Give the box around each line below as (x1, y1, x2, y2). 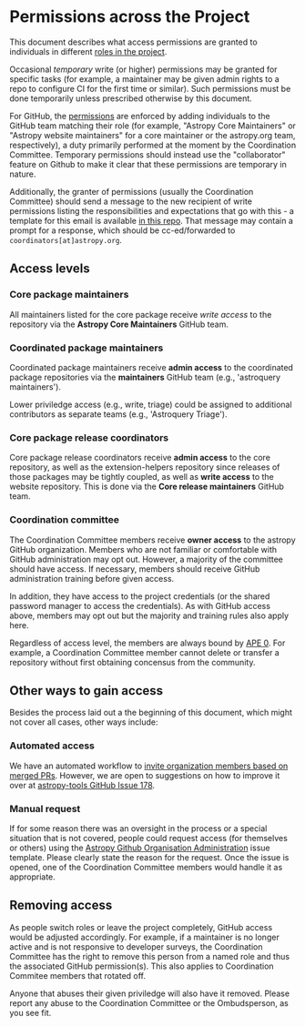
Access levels (9, 261, 90, 277)
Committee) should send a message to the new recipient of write (9, 196, 253, 207)
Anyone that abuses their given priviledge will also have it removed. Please (9, 988, 290, 999)
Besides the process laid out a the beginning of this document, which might (9, 707, 293, 718)
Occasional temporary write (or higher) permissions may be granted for (9, 64, 278, 75)
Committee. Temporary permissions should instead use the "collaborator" (9, 148, 286, 160)
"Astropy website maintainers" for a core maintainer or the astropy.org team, (9, 129, 296, 140)
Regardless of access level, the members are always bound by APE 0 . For (9, 637, 286, 648)
